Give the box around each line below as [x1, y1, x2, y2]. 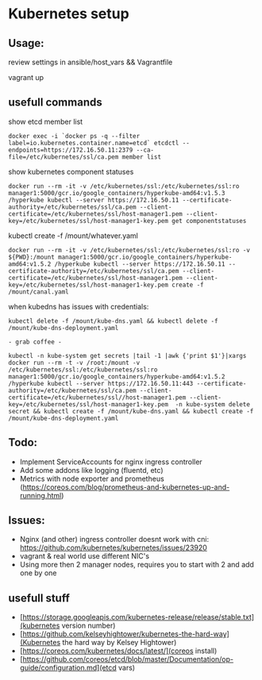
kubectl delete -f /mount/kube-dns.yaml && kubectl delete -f [8, 317, 218, 325]
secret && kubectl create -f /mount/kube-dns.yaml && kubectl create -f [8, 407, 254, 415]
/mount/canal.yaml [8, 287, 69, 296]
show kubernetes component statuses [8, 167, 134, 176]
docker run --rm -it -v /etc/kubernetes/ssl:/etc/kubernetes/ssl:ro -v [8, 246, 250, 254]
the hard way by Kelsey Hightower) [62, 638, 177, 647]
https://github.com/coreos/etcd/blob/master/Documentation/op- [22, 655, 234, 664]
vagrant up [8, 73, 44, 82]
